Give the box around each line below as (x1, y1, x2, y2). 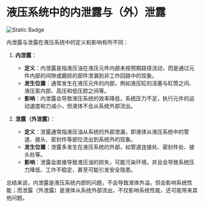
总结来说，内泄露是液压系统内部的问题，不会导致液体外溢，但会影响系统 (6, 178, 187, 186)
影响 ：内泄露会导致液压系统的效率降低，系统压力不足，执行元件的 (24, 95, 189, 102)
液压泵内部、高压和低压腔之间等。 (24, 87, 110, 94)
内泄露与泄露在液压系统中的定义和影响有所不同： (6, 38, 129, 46)
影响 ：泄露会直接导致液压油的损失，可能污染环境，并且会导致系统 (24, 158, 189, 166)
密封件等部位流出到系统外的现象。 (50, 135, 137, 143)
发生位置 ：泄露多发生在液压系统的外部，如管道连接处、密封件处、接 (24, 143, 195, 151)
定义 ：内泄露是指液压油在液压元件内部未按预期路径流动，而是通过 (24, 64, 189, 72)
